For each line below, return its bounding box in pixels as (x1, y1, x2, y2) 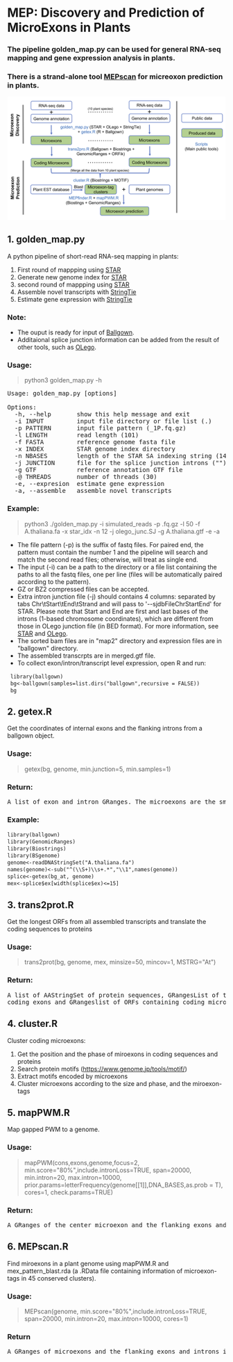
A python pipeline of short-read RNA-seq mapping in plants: (7, 252, 179, 260)
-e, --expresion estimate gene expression (14, 480, 165, 488)
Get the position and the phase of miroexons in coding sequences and (17, 1050, 218, 1058)
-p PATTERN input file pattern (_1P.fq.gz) (14, 424, 187, 432)
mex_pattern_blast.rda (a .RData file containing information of (7, 1267, 183, 1275)
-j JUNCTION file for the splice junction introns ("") (14, 459, 227, 467)
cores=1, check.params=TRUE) (24, 1187, 113, 1197)
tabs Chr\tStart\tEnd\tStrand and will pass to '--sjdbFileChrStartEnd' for (17, 599, 222, 608)
